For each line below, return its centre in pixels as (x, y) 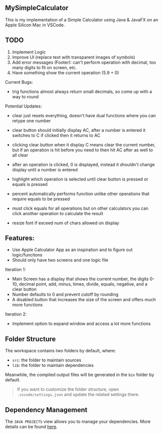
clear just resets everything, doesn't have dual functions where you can (84, 115)
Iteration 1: (16, 270)
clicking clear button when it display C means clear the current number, (84, 145)
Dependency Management (46, 410)
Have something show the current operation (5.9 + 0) (65, 72)
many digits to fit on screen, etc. (44, 67)
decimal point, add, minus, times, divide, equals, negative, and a (83, 284)
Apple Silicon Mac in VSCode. (35, 25)
